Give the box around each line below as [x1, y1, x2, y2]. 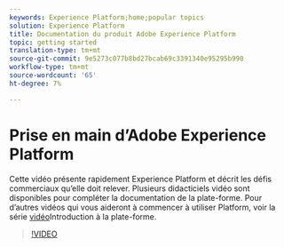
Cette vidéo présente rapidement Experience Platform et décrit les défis [9, 173, 272, 184]
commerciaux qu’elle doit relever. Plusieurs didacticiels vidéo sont [9, 183, 250, 194]
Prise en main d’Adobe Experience [9, 125, 266, 145]
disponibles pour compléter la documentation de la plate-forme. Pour [9, 192, 263, 203]
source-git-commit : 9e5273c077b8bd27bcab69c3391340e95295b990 [9, 54, 244, 63]
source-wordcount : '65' [9, 71, 98, 80]
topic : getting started [9, 37, 98, 47]
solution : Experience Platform [9, 21, 125, 30]
